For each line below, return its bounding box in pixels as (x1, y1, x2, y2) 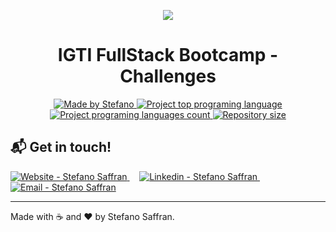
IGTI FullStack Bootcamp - (57, 44, 279, 67)
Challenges (119, 65, 217, 88)
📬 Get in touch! (10, 139, 112, 156)
